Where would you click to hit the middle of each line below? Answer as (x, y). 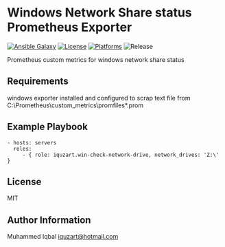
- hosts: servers (32, 142)
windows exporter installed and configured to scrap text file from (99, 98)
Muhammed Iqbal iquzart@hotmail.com (63, 237)
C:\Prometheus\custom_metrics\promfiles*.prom (75, 105)
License (24, 181)
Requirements (38, 82)
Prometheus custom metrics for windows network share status (96, 59)
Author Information (49, 220)
